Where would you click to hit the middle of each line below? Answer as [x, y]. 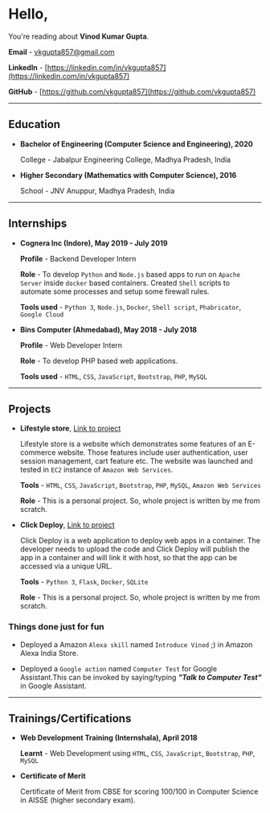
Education [35, 124]
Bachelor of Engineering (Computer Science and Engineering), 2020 [136, 144]
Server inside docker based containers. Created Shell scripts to [125, 283]
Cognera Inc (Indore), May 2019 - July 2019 [94, 243]
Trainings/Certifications [70, 718]
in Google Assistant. [53, 686]
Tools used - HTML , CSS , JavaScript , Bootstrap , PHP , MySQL [113, 376]
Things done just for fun [56, 627]
